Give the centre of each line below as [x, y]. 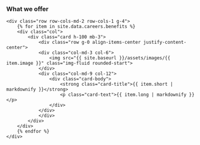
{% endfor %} [33, 132]
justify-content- [165, 43]
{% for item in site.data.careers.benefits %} [76, 27]
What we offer [28, 9]
